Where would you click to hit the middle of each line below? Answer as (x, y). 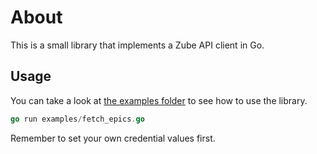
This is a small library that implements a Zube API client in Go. (137, 45)
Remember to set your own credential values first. (113, 138)
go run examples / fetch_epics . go (77, 119)
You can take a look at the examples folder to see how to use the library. (159, 100)
